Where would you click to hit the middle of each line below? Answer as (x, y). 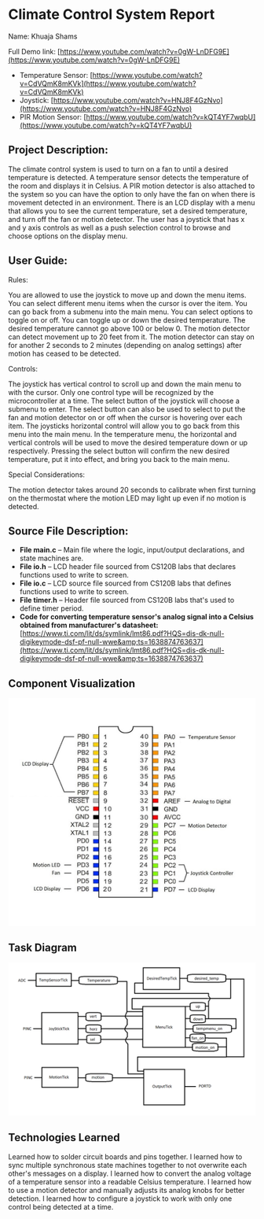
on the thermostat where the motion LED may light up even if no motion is (127, 498)
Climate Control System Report (112, 15)
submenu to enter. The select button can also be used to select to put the (127, 409)
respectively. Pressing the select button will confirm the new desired (119, 451)
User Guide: (38, 261)
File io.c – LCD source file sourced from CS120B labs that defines (125, 583)
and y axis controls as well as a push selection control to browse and (119, 227)
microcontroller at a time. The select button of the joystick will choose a (124, 401)
